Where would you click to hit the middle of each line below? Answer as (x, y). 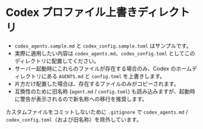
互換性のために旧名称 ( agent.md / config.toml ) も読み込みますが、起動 (102, 91)
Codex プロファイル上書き (72, 12)
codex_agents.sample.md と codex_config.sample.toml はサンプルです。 (103, 46)
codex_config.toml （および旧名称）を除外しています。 (74, 119)
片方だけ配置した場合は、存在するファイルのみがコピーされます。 (97, 83)
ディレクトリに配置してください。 (57, 61)
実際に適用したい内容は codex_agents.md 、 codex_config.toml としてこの (105, 53)
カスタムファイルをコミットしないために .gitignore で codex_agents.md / (97, 112)
